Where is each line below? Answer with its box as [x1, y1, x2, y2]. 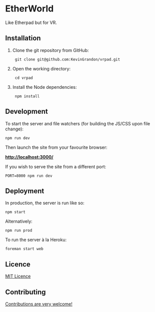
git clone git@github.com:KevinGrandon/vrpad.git [14, 57, 120, 62]
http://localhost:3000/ [5, 154, 53, 160]
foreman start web [5, 247, 43, 252]
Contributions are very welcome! [5, 301, 72, 307]
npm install [14, 93, 40, 99]
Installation [5, 34, 41, 42]
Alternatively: [5, 218, 32, 225]
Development [5, 107, 48, 116]
